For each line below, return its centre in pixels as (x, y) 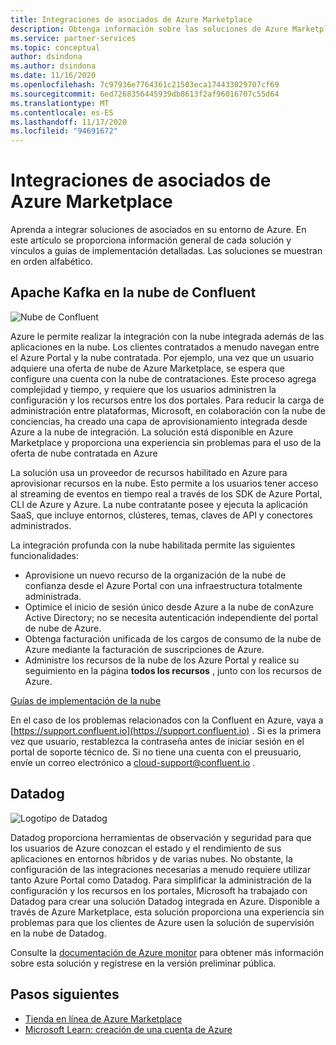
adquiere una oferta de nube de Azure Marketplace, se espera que (147, 368)
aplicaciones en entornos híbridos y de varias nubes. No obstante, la (151, 858)
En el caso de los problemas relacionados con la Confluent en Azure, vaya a (167, 720)
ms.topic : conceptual (55, 47)
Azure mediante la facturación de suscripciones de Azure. (144, 649)
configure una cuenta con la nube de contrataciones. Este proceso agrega (163, 378)
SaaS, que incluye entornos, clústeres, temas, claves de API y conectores (161, 515)
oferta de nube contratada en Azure (84, 453)
